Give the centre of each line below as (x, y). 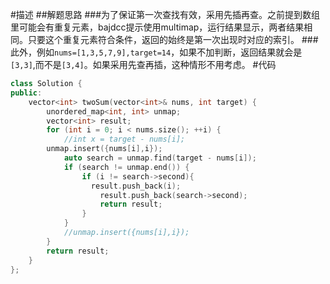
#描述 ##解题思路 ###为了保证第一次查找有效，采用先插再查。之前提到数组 (165, 14)
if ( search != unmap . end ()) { (126, 167)
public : (26, 93)
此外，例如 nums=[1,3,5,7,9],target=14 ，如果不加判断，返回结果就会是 (156, 52)
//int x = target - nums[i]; (124, 139)
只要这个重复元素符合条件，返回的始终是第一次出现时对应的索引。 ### (173, 39)
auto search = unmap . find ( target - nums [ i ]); (160, 158)
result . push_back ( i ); (136, 186)
